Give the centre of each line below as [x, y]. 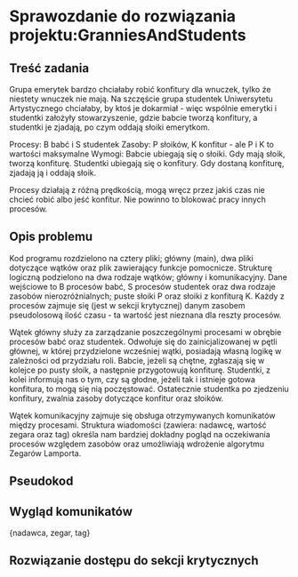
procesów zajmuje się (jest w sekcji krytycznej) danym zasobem [128, 305]
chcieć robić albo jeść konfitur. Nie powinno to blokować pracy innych [138, 199]
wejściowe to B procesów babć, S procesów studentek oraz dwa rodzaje [142, 286]
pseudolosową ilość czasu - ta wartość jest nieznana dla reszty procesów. [145, 315]
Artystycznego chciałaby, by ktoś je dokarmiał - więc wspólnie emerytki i [143, 108]
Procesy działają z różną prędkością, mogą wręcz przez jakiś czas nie [137, 190]
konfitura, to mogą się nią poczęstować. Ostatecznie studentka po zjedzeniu [149, 389]
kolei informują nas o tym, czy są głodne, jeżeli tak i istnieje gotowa [133, 379]
